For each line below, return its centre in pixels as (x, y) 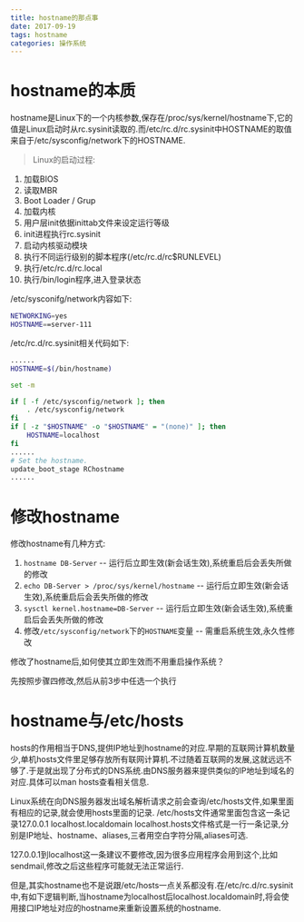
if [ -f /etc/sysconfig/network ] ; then (88, 402)
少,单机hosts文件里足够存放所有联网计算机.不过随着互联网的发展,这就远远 (147, 759)
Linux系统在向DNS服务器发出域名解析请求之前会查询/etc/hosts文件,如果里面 (152, 801)
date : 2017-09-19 (43, 26)
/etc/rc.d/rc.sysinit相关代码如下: (70, 342)
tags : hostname (39, 35)
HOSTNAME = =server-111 (51, 325)
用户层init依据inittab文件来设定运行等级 (97, 223)
